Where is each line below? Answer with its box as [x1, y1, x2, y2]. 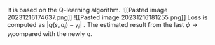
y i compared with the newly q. [7, 29, 92, 39]
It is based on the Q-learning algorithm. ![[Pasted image [7, 6, 168, 14]
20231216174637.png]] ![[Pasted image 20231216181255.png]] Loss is [7, 13, 208, 21]
